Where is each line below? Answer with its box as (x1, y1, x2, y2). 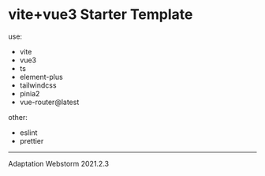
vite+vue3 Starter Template (8, 6, 193, 24)
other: (8, 112, 28, 122)
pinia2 (19, 88, 40, 98)
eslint (19, 128, 38, 137)
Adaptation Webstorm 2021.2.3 (8, 159, 109, 168)
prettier (19, 136, 44, 145)
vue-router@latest (19, 97, 80, 107)
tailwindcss (19, 81, 57, 90)
